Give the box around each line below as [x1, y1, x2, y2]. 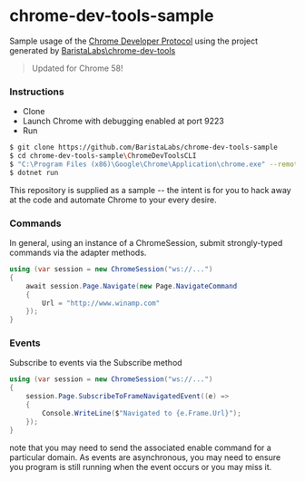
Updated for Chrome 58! [31, 63, 124, 74]
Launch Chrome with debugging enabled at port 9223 [22, 115, 224, 127]
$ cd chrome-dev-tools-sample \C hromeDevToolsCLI [9, 152, 197, 161]
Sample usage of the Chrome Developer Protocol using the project [9, 35, 259, 46]
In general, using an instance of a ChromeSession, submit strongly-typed [9, 238, 283, 249]
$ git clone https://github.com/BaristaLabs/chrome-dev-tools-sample [9, 142, 279, 152]
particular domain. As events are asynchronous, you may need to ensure [9, 451, 281, 463]
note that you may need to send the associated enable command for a [9, 442, 272, 453]
